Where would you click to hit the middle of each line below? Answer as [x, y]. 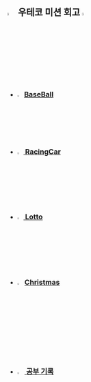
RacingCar [43, 152]
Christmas [42, 283]
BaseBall [39, 94]
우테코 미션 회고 [49, 12]
